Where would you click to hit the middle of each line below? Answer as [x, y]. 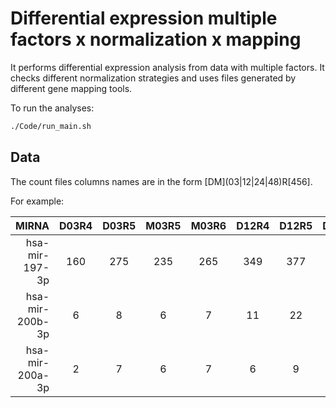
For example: [37, 201]
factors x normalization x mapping [156, 39]
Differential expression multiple [144, 18]
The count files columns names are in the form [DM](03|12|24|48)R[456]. [161, 181]
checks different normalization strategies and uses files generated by [153, 78]
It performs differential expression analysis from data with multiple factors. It [167, 67]
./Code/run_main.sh [51, 126]
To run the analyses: [52, 108]
